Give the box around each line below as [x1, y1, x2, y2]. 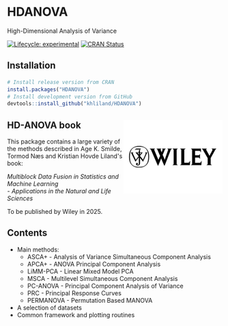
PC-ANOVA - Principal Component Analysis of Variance [27, 282, 184, 290]
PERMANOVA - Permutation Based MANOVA [27, 296, 153, 304]
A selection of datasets [16, 303, 82, 312]
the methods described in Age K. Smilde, [7, 145, 122, 153]
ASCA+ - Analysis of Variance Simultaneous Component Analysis [27, 252, 212, 260]
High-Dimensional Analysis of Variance [7, 27, 117, 35]
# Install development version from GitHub [7, 93, 133, 100]
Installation [7, 59, 56, 72]
